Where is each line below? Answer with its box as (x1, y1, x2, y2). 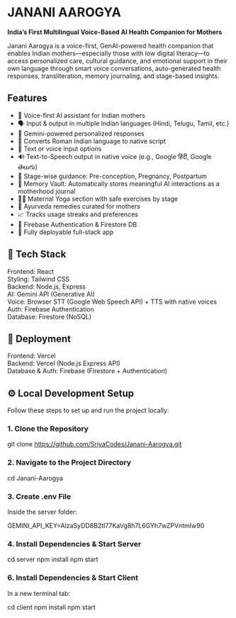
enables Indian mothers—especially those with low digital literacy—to (7, 49, 210, 57)
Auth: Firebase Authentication (7, 304, 94, 313)
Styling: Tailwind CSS (7, 275, 69, 283)
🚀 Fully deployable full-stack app (17, 228, 114, 236)
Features (7, 92, 47, 104)
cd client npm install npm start (7, 602, 96, 611)
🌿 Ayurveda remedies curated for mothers (17, 202, 140, 210)
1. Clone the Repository (7, 424, 89, 434)
